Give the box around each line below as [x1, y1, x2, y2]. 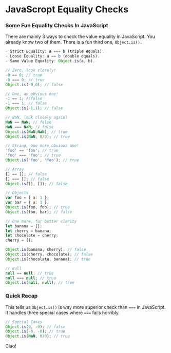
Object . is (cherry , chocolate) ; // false [5, 252, 93, 257]
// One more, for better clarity [5, 219, 77, 224]
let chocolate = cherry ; [5, 233, 59, 238]
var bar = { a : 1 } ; [5, 200, 50, 205]
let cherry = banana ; [5, 228, 52, 233]
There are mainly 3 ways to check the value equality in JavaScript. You [5, 33, 156, 40]
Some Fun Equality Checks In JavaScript [5, 22, 109, 29]
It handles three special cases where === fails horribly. [5, 309, 120, 316]
